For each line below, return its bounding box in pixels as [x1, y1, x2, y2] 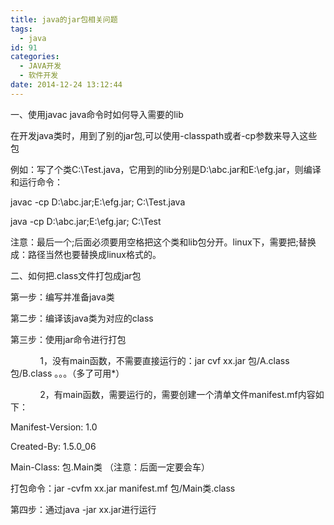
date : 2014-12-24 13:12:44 [10, 80, 123, 90]
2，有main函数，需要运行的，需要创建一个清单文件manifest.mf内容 [39, 388, 316, 400]
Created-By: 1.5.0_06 [10, 440, 97, 452]
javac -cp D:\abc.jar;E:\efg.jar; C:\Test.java [10, 196, 186, 208]
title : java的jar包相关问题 [10, 14, 118, 25]
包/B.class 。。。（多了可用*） [10, 367, 125, 379]
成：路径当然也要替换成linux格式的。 [10, 248, 162, 260]
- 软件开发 [19, 71, 59, 81]
